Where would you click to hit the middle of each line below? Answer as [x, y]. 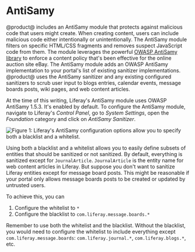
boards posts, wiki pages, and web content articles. [68, 89]
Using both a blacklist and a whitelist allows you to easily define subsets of [96, 148]
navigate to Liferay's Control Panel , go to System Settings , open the [88, 113]
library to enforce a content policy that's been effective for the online [89, 58]
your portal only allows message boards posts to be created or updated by [96, 179]
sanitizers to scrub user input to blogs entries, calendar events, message [93, 82]
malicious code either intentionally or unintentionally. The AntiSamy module [97, 39]
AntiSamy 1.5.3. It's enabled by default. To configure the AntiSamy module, [96, 106]
